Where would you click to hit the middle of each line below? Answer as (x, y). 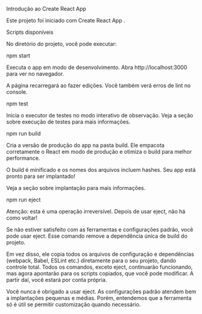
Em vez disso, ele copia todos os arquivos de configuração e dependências (100, 254)
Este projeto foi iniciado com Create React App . (66, 20)
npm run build (24, 133)
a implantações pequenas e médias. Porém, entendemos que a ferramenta (99, 298)
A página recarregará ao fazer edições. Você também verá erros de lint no (99, 85)
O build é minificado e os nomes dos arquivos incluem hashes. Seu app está (101, 170)
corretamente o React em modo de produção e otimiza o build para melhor (99, 152)
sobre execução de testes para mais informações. (68, 122)
